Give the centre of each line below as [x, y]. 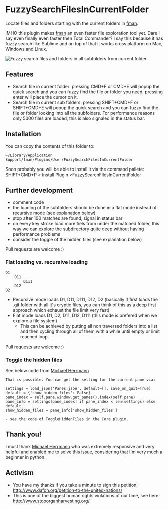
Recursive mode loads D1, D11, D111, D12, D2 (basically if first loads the [85, 299]
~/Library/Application [29, 155]
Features [19, 74]
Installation [23, 134]
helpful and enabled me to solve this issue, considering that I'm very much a [84, 452]
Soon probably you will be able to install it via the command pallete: [75, 169]
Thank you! [23, 435]
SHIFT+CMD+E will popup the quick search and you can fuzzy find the [86, 108]
